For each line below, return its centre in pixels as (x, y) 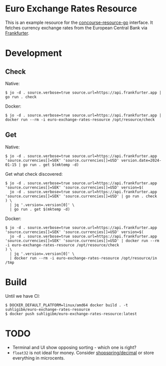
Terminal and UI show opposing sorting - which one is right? (74, 347)
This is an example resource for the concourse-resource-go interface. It (79, 22)
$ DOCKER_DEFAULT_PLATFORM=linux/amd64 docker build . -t (67, 305)
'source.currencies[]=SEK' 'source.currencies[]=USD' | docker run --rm (82, 241)
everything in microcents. (39, 358)
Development (34, 53)
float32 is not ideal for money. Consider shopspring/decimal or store (83, 353)
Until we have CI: (22, 296)
